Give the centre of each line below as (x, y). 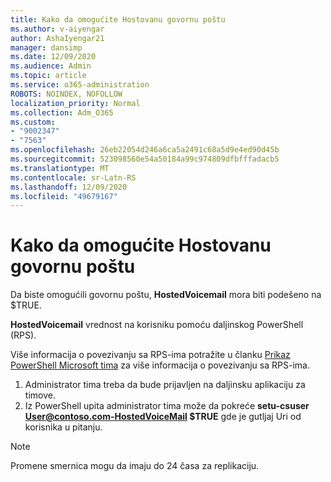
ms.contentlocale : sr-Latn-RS (73, 177)
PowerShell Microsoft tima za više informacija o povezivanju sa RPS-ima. (160, 365)
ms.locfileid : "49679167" (64, 196)
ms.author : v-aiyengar (57, 29)
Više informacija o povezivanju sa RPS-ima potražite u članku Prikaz (150, 355)
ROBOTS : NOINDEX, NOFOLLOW (66, 94)
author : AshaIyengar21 (57, 38)
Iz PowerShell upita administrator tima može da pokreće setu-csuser (167, 406)
